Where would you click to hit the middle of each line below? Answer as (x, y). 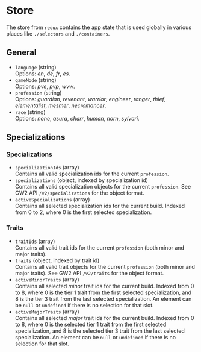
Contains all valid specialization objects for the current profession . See (103, 187)
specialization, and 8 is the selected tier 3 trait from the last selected (100, 331)
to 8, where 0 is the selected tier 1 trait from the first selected (91, 324)
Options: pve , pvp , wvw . (45, 86)
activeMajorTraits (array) (47, 312)
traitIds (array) (35, 241)
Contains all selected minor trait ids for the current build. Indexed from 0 (104, 286)
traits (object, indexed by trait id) (57, 260)
